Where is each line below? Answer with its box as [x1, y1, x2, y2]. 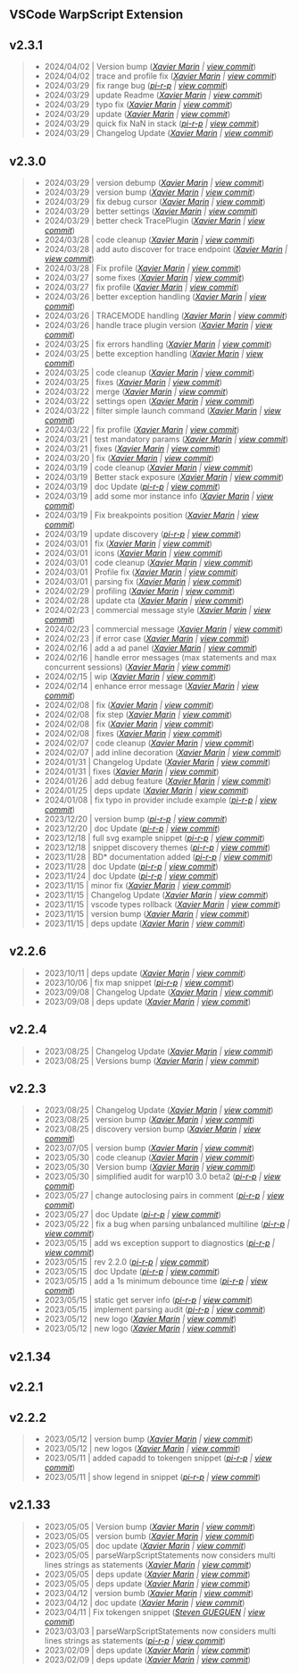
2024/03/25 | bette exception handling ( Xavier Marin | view [44, 349, 263, 359]
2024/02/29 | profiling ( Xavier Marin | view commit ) [44, 585, 236, 597]
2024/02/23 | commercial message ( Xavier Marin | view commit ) [44, 624, 284, 635]
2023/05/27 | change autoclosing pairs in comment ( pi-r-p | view [44, 1190, 285, 1201]
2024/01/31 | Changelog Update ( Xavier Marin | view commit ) [44, 757, 271, 768]
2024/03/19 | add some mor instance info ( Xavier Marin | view [44, 491, 274, 501]
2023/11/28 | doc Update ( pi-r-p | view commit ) [44, 862, 219, 872]
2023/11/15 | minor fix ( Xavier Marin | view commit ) [44, 880, 232, 891]
